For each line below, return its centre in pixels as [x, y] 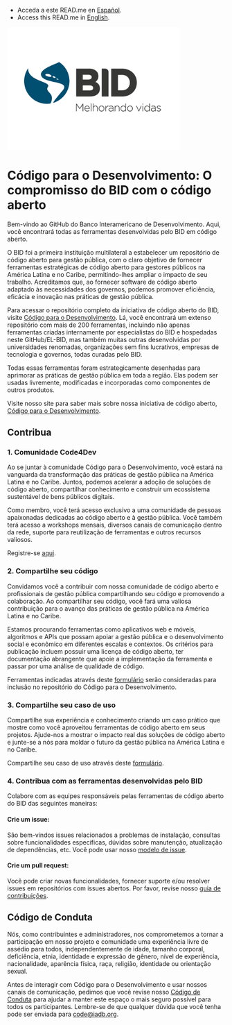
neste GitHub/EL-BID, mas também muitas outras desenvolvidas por [104, 339]
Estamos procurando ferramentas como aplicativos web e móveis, [101, 629]
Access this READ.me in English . [63, 17]
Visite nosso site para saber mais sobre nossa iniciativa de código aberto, [112, 403]
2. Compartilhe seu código [53, 571]
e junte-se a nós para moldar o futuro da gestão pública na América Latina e [116, 743]
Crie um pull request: [38, 865]
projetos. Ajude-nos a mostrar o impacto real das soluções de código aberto [116, 735]
